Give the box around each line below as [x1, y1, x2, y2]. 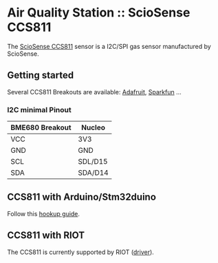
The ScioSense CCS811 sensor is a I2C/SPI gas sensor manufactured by [7, 42, 211, 50]
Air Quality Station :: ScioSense [7, 5, 190, 21]
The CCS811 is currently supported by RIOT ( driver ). [7, 248, 155, 256]
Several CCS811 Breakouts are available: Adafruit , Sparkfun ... [7, 87, 182, 96]
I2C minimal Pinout [7, 105, 72, 114]
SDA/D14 [78, 168, 109, 178]
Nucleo [81, 123, 105, 132]
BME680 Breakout [10, 123, 72, 132]
